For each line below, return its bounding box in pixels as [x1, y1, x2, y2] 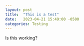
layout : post [5, 7, 32, 12]
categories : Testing [5, 21, 48, 26]
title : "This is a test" [5, 12, 59, 17]
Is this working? [5, 35, 37, 41]
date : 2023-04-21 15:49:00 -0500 [5, 16, 79, 21]
